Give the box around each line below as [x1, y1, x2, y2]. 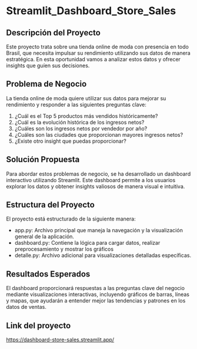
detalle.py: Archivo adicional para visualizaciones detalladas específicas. [14, 252, 192, 259]
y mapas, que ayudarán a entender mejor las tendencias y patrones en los [6, 297, 186, 304]
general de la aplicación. [14, 233, 75, 240]
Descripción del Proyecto [6, 28, 101, 38]
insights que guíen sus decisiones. [6, 62, 90, 69]
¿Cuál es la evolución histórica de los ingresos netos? [14, 118, 145, 126]
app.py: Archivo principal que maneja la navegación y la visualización [14, 227, 183, 234]
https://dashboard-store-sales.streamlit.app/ [6, 336, 115, 343]
